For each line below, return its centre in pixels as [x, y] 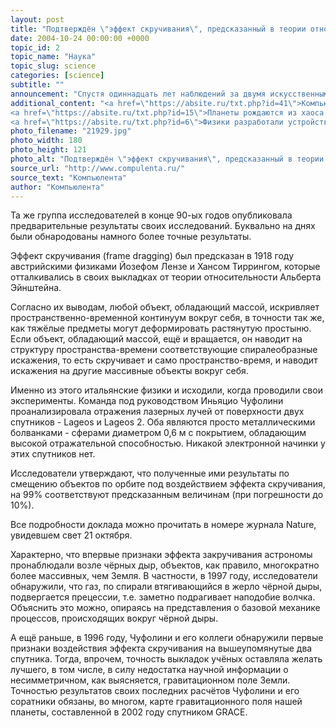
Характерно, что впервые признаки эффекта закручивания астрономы [161, 555]
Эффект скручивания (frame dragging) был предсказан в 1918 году [152, 256]
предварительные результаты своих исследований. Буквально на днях [163, 226]
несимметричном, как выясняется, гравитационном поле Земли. [150, 680]
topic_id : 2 [35, 47]
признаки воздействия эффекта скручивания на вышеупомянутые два [161, 648]
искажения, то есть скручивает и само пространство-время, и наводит [164, 360]
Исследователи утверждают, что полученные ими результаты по [150, 473]
